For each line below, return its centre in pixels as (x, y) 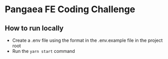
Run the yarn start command (43, 51)
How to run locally (34, 28)
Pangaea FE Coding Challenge (70, 9)
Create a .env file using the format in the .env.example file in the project (87, 40)
